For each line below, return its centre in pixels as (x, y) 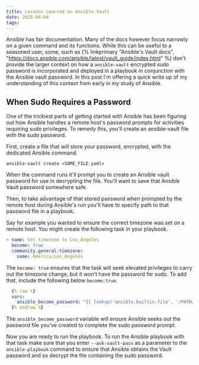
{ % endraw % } (28, 308)
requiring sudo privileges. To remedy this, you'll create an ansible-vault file (97, 129)
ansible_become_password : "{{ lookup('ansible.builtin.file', (95, 302)
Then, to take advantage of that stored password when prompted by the (94, 199)
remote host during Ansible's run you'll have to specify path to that (87, 205)
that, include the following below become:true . (62, 280)
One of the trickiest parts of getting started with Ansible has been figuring (96, 117)
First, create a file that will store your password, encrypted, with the (89, 147)
